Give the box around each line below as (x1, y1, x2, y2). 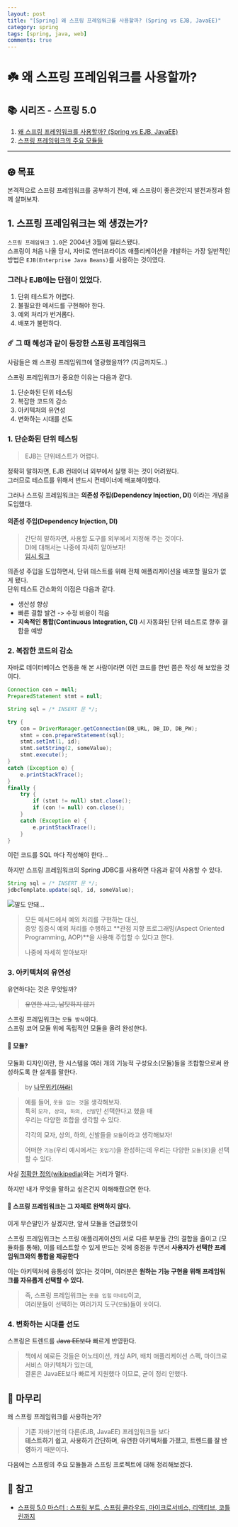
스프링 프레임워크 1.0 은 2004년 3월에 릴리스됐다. (7, 237, 140, 246)
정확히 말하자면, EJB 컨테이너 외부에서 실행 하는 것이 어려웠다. (7, 466, 179, 475)
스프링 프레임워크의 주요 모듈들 (17, 136, 103, 145)
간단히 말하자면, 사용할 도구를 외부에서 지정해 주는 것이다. (24, 534, 184, 542)
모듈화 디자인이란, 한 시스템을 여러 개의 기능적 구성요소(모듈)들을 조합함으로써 (7, 1058, 222, 1067)
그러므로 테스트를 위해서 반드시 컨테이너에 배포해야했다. (7, 476, 161, 484)
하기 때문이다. (30, 1445, 69, 1453)
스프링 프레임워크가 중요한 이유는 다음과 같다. (7, 373, 132, 381)
